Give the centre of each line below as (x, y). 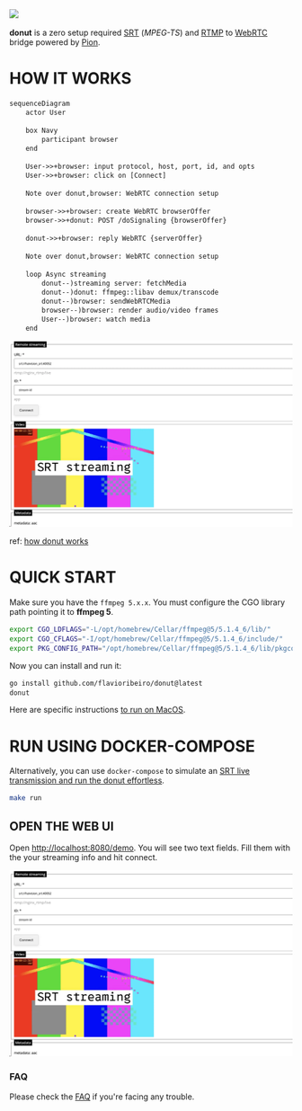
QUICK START (63, 578)
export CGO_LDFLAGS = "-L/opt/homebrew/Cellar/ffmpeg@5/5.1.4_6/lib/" (140, 630)
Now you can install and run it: (66, 665)
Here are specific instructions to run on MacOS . (98, 710)
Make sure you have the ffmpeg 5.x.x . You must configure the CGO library (147, 602)
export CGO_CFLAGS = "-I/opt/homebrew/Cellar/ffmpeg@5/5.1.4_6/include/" (146, 639)
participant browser (80, 139)
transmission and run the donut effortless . (87, 780)
